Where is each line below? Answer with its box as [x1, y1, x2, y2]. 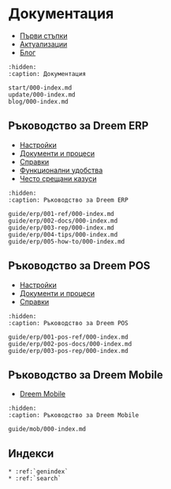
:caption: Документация [8, 70, 87, 78]
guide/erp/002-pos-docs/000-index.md [8, 339, 132, 348]
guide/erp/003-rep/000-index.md [8, 223, 114, 232]
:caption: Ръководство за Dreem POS [8, 319, 128, 327]
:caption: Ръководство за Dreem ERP [8, 195, 128, 204]
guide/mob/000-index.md [8, 425, 87, 434]
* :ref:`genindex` [8, 468, 69, 476]
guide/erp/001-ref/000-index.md [8, 210, 114, 218]
